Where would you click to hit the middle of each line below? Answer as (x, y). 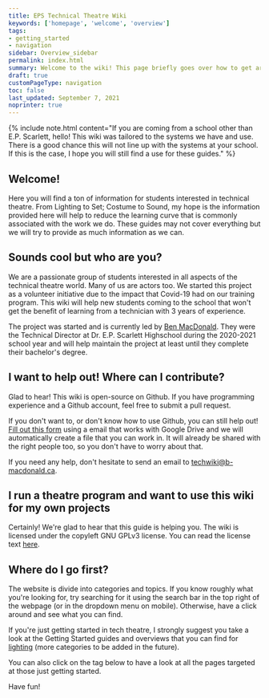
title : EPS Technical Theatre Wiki (68, 16)
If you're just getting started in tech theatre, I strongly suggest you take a (129, 630)
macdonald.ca (32, 470)
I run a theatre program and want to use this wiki (131, 495)
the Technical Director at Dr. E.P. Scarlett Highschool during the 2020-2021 (132, 335)
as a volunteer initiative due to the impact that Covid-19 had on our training (131, 294)
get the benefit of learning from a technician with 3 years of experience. (127, 310)
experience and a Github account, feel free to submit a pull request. (120, 405)
